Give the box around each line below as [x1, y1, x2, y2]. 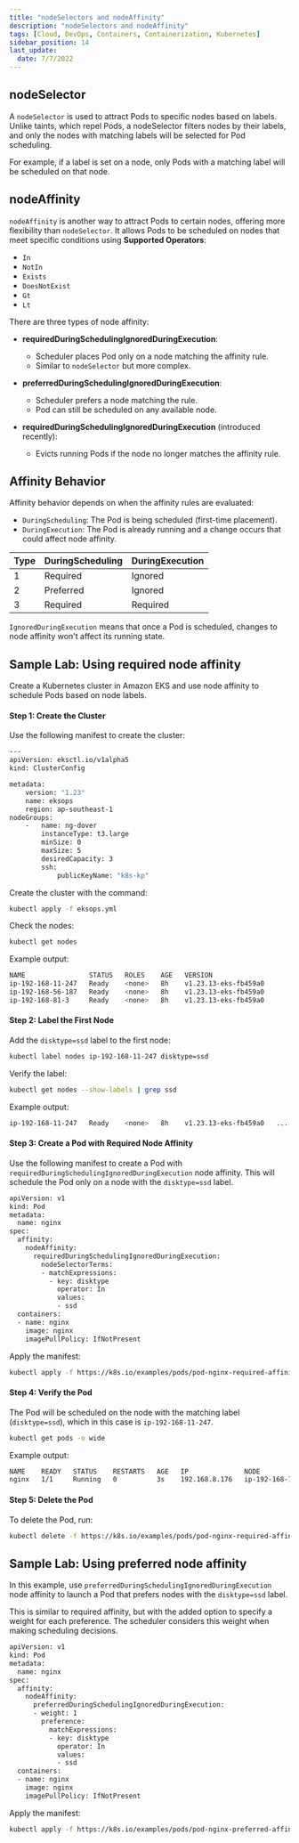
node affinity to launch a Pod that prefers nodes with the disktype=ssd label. [9, 1589, 288, 1600]
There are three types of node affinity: [9, 316, 149, 327]
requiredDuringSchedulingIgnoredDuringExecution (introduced [21, 421, 261, 432]
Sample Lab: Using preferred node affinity [9, 1555, 247, 1571]
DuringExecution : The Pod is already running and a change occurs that [21, 524, 282, 535]
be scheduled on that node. [9, 166, 110, 176]
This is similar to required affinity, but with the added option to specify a [9, 1606, 273, 1617]
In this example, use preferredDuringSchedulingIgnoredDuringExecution [9, 1579, 272, 1590]
